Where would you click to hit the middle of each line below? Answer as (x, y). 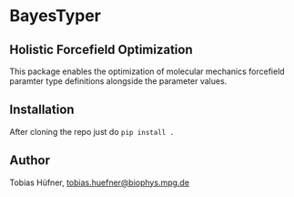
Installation (42, 110)
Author (30, 161)
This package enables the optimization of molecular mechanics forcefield (147, 71)
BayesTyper (56, 16)
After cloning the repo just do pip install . (92, 131)
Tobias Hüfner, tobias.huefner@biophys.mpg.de (99, 182)
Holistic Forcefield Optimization (101, 50)
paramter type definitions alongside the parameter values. (118, 81)
